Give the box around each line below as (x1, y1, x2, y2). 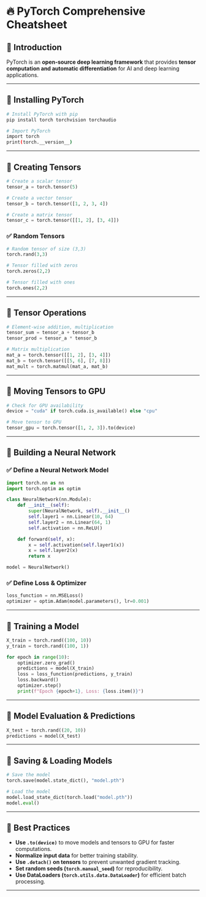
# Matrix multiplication (6, 346, 70, 353)
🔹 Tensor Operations (6, 308, 87, 318)
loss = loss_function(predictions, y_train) (17, 671, 133, 678)
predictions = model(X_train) (17, 665, 95, 672)
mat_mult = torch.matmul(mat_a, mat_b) (6, 363, 109, 369)
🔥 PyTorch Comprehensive (6, 4, 146, 18)
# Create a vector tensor (6, 195, 72, 201)
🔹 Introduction (6, 42, 63, 53)
